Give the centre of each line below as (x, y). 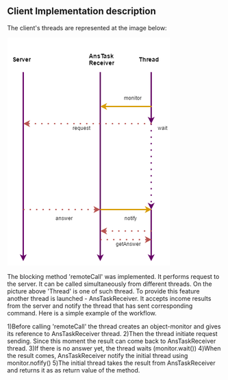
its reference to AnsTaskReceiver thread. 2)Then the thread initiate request (112, 333)
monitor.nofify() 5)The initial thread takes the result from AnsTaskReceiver (111, 363)
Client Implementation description (81, 11)
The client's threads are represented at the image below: (87, 27)
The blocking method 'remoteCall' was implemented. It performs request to (113, 276)
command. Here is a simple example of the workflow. (82, 313)
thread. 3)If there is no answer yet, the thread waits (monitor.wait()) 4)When (114, 348)
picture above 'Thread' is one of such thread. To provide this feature (103, 291)
